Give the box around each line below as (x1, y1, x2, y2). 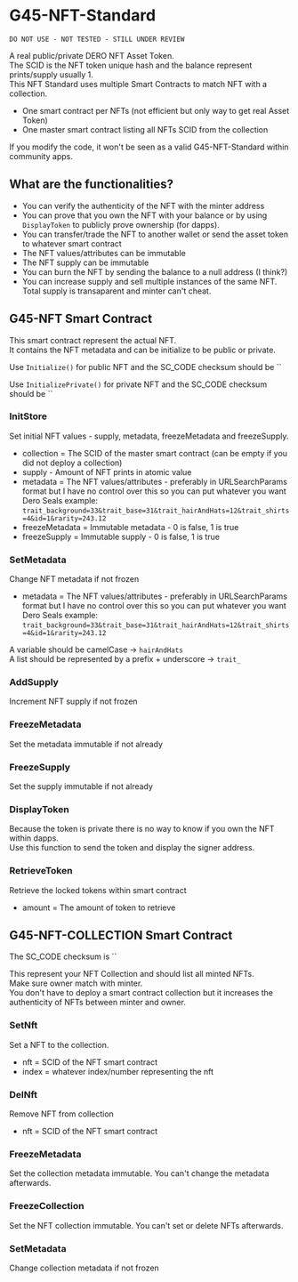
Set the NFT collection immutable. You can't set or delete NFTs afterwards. (9, 1220, 284, 1230)
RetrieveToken (9, 865, 73, 877)
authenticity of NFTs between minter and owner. (9, 997, 187, 1008)
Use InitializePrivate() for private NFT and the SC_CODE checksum (9, 379, 268, 390)
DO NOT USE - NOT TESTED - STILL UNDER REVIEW (9, 35, 185, 44)
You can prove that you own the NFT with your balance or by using (21, 210, 268, 221)
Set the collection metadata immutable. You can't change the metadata (9, 1168, 270, 1179)
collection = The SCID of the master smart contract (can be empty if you (21, 447, 287, 458)
